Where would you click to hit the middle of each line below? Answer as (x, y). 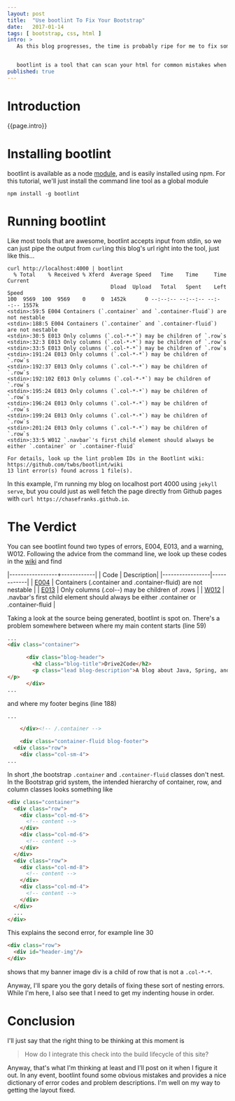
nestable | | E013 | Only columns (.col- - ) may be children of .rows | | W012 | (116, 590)
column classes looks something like (60, 789)
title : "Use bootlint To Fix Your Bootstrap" (76, 20)
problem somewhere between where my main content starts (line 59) (107, 625)
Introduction (44, 106)
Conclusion (41, 1022)
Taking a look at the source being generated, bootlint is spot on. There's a (114, 618)
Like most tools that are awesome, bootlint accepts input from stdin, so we (114, 241)
